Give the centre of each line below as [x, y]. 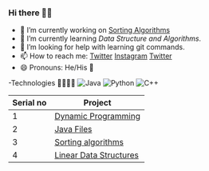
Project [97, 103]
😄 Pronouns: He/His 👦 [57, 68]
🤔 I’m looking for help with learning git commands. [102, 47]
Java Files [73, 129]
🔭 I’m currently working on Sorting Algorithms [95, 30]
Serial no [30, 103]
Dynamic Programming [98, 117]
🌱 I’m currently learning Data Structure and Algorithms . [110, 38]
